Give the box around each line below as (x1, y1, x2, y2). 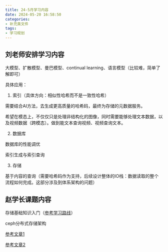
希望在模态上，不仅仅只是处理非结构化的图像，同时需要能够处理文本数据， (5, 113, 158, 119)
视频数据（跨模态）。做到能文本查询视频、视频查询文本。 (9, 120, 126, 126)
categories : (5, 17, 30, 22)
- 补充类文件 (5, 21, 28, 27)
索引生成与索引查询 (5, 151, 45, 158)
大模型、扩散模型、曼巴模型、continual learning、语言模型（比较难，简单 (5, 65, 156, 71)
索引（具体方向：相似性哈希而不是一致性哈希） (12, 92, 109, 98)
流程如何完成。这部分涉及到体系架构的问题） (5, 179, 97, 185)
